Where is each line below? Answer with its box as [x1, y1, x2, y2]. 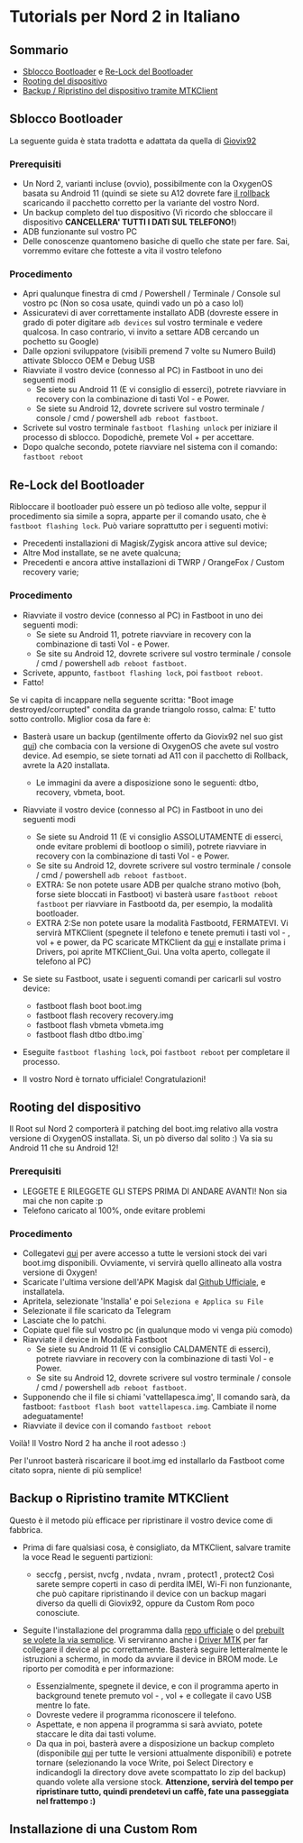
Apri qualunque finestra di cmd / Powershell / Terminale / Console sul [22, 289, 281, 299]
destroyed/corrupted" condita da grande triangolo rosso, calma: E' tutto [9, 703, 277, 714]
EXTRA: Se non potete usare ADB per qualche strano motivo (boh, [35, 879, 281, 890]
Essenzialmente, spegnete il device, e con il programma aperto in [35, 1680, 280, 1692]
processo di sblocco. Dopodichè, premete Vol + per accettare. [22, 432, 254, 443]
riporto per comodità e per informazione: [22, 1663, 174, 1673]
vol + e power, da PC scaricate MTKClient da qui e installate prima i [35, 936, 286, 948]
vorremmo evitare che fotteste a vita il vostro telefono [22, 245, 223, 256]
